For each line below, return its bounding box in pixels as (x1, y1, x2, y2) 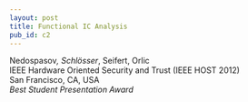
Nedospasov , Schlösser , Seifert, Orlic (9, 56, 150, 66)
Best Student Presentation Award (9, 84, 134, 96)
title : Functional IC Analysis (9, 22, 128, 31)
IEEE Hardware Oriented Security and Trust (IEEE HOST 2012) (9, 65, 241, 76)
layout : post (9, 13, 59, 23)
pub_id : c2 (9, 30, 51, 39)
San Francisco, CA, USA (9, 75, 100, 86)
